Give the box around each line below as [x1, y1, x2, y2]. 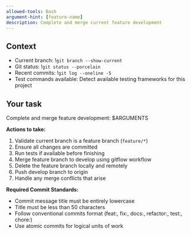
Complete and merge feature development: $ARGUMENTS [6, 115, 149, 121]
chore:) [14, 216, 32, 223]
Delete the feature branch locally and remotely [14, 162, 128, 169]
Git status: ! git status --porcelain [14, 63, 101, 70]
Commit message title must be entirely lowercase [14, 197, 135, 204]
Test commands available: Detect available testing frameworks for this [14, 76, 186, 83]
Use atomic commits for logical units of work [14, 223, 124, 229]
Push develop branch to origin [14, 169, 88, 175]
